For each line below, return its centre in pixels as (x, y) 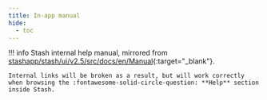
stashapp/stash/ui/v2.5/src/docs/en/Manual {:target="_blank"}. (112, 61)
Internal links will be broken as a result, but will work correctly (127, 76)
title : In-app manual (44, 15)
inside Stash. (32, 90)
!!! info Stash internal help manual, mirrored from (88, 53)
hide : (17, 23)
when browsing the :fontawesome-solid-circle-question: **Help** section (134, 83)
